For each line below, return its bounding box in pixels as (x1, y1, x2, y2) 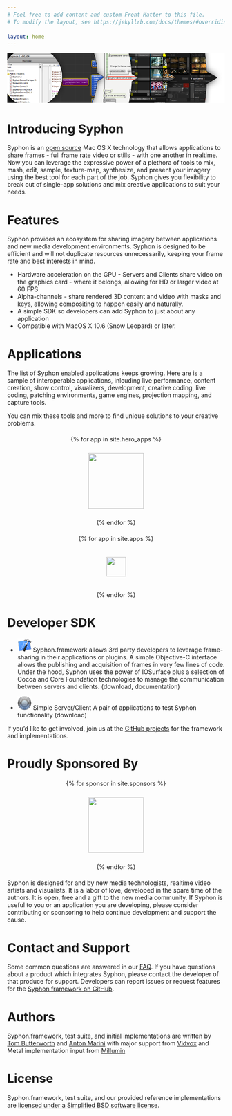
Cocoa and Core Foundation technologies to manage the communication (17, 675, 224, 684)
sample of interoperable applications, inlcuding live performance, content (7, 376, 216, 385)
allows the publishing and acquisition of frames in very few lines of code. (17, 661, 226, 669)
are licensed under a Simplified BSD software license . (7, 1101, 160, 1110)
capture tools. (7, 399, 47, 407)
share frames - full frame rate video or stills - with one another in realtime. (7, 151, 218, 159)
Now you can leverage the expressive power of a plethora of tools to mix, (7, 158, 216, 167)
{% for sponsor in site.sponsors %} (66, 779, 166, 788)
